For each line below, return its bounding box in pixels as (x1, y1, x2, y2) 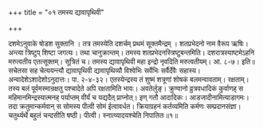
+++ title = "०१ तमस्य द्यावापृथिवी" (8, 8, 105, 17)
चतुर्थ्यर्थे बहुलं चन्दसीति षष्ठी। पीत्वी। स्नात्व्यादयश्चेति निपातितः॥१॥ (8, 111, 179, 119)
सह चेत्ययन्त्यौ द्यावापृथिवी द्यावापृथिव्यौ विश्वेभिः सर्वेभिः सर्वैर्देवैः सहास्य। (29, 66, 202, 75)
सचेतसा (8, 66, 28, 75)
